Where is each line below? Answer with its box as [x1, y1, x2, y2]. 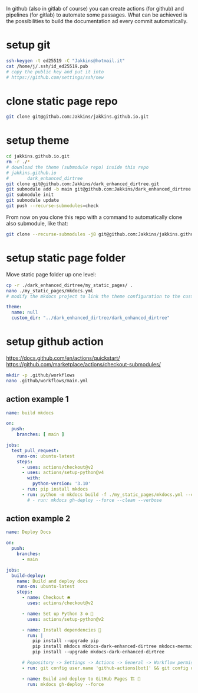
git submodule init [6, 192, 54, 198]
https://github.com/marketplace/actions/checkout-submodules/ [6, 360, 161, 368]
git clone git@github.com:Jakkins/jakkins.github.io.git [6, 114, 149, 120]
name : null [11, 310, 38, 315]
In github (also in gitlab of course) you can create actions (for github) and [6, 5, 184, 12]
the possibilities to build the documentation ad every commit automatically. [6, 18, 188, 24]
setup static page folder [6, 252, 126, 265]
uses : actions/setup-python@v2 [27, 616, 104, 622]
